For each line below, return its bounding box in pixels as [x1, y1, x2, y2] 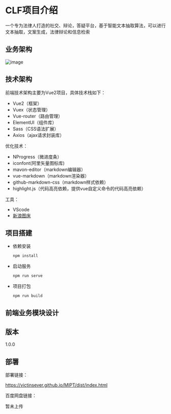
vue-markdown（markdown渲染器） [12, 172, 90, 179]
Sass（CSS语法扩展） [12, 126, 59, 132]
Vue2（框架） [12, 100, 42, 106]
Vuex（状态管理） [12, 106, 51, 112]
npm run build [12, 293, 43, 299]
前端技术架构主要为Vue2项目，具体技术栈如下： [5, 90, 106, 96]
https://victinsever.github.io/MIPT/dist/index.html [5, 382, 108, 388]
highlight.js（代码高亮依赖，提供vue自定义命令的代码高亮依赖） [12, 185, 146, 191]
